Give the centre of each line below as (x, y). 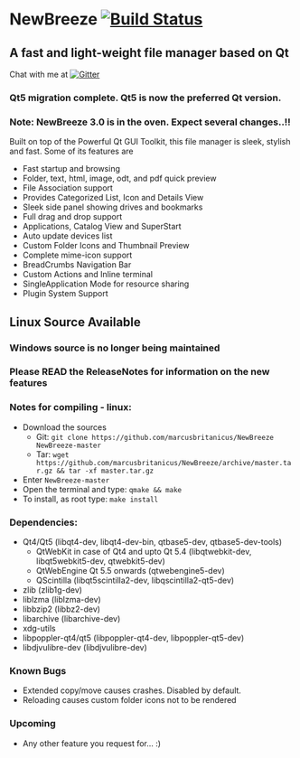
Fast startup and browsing (71, 169)
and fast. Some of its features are (71, 151)
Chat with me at (39, 74)
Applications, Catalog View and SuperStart (102, 227)
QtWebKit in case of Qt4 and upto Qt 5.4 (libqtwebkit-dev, (144, 552)
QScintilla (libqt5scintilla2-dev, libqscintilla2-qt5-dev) (135, 580)
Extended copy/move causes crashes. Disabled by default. (132, 690)
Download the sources (64, 427)
